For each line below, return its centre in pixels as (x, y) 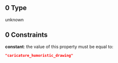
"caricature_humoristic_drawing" (39, 55)
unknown (14, 19)
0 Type (16, 8)
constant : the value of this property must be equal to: (59, 47)
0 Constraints (26, 35)
